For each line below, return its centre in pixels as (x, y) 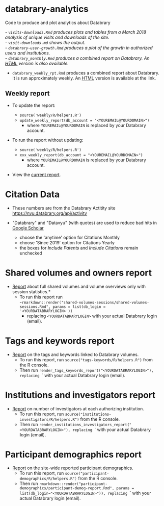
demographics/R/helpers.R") (48, 479)
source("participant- (87, 474)
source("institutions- (88, 414)
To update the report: (34, 105)
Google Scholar (28, 228)
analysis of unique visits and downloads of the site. (57, 37)
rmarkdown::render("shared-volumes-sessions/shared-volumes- (86, 303)
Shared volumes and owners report (79, 273)
